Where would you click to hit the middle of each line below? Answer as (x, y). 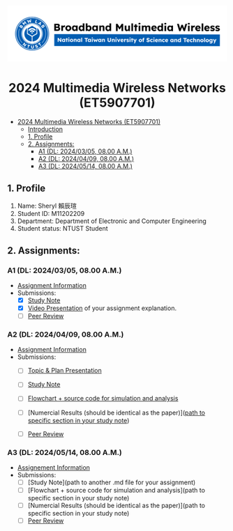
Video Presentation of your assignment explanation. (102, 308)
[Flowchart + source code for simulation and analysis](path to (116, 491)
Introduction (45, 129)
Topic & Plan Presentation (65, 371)
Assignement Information (54, 467)
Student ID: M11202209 (51, 214)
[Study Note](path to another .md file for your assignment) (112, 482)
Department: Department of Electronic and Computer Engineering (112, 221)
